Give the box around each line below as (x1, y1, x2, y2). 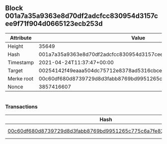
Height (7, 42, 23, 49)
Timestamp (7, 59, 34, 66)
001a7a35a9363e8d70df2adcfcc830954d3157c (5, 12, 158, 20)
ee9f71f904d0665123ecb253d (5, 19, 103, 28)
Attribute (9, 34, 32, 41)
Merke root (7, 75, 34, 82)
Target (7, 67, 23, 74)
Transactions (5, 103, 38, 110)
